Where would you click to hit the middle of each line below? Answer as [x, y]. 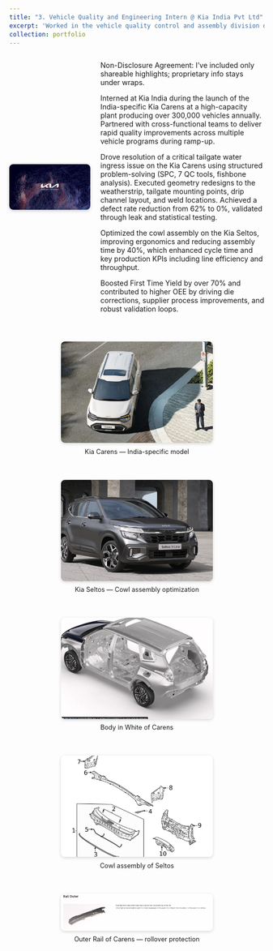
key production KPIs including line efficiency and [182, 259]
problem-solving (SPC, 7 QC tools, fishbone [173, 174]
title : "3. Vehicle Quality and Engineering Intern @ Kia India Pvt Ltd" [136, 17]
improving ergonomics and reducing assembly [178, 242]
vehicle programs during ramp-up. [158, 141]
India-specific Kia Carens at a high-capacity [174, 107]
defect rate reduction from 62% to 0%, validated [181, 209]
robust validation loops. [140, 309]
